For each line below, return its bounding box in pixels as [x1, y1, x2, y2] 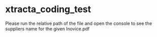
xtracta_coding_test [5, 4, 91, 15]
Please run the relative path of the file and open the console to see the [5, 20, 152, 26]
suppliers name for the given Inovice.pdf [5, 25, 90, 31]
